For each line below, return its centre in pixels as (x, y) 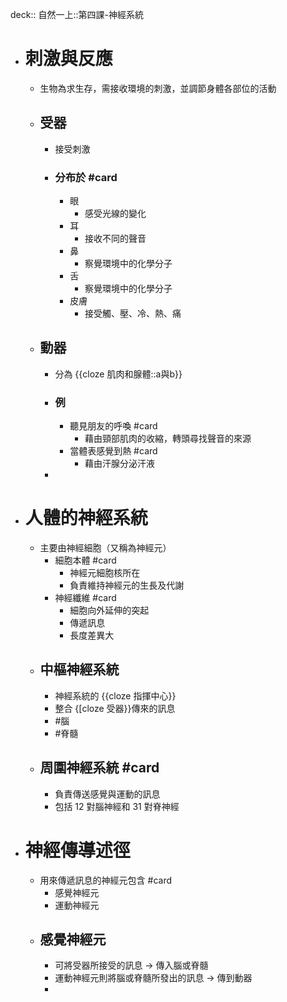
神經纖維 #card (85, 598)
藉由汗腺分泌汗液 (119, 464)
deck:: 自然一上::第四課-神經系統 (77, 14)
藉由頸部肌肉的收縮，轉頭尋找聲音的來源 (168, 439)
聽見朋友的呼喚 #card (113, 426)
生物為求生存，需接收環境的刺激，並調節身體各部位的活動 (158, 88)
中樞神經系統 (79, 669)
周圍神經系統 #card (99, 768)
